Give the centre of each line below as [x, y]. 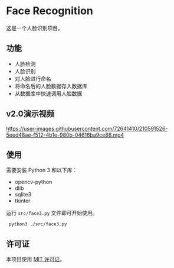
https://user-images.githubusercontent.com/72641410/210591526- [87, 128]
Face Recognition [50, 11]
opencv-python [33, 182]
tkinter [22, 201]
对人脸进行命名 [33, 79]
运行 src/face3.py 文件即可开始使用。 [52, 213]
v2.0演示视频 [30, 114]
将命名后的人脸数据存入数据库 [51, 86]
